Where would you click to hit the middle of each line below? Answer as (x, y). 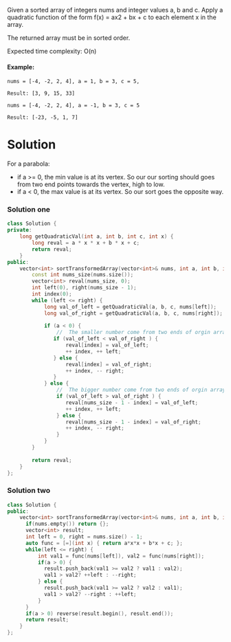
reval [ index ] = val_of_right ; (109, 364)
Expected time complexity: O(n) (52, 51)
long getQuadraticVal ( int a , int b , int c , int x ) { (97, 236)
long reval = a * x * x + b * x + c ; (86, 243)
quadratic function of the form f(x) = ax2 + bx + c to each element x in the (112, 17)
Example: (21, 67)
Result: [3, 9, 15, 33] (41, 93)
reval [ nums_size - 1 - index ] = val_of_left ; (132, 402)
